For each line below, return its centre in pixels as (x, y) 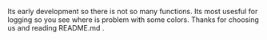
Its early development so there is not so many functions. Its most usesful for (133, 11)
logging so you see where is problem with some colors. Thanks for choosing (133, 20)
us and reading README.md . (56, 28)
